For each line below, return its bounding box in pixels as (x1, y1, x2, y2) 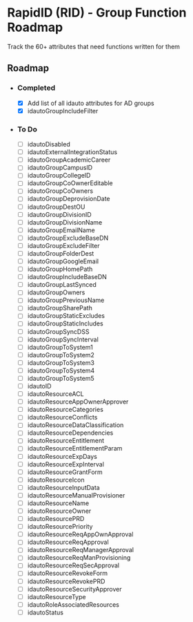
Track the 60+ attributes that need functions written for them (7, 42, 181, 50)
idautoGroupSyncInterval (27, 335, 99, 343)
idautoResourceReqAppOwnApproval (27, 530, 134, 538)
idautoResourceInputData (27, 483, 100, 491)
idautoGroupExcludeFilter (27, 241, 100, 249)
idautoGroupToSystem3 (27, 358, 95, 367)
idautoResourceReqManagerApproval (27, 546, 134, 554)
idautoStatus (27, 608, 64, 616)
